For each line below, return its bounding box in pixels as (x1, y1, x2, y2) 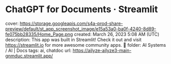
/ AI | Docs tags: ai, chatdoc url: (5, 47, 72, 53)
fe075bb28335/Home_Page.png (5, 31, 73, 37)
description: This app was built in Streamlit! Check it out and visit (5, 37, 142, 43)
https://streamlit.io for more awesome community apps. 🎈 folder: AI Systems (5, 42, 166, 48)
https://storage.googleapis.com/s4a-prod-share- (19, 20, 124, 26)
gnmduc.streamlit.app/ (5, 52, 53, 59)
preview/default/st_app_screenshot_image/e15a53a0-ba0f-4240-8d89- (5, 25, 157, 31)
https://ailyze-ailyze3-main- (72, 47, 132, 53)
